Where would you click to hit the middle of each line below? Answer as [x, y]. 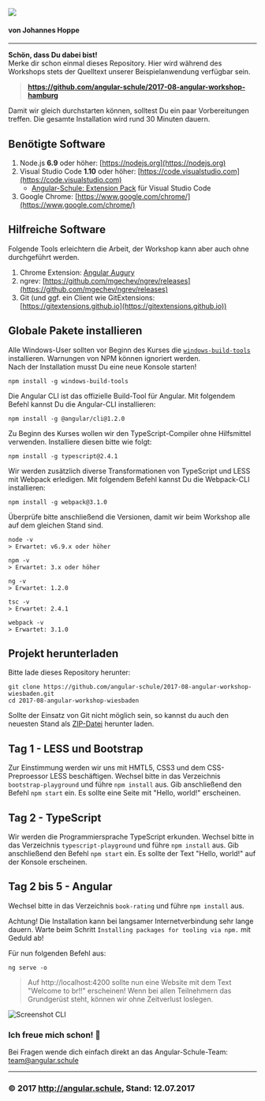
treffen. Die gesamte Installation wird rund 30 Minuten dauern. [109, 119]
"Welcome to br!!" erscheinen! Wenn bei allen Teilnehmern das [129, 990]
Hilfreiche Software [57, 229]
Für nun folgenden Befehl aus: [57, 953]
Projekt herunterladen [63, 654]
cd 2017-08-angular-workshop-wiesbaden [74, 701]
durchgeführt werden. [44, 257]
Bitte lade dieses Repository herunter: [69, 673]
